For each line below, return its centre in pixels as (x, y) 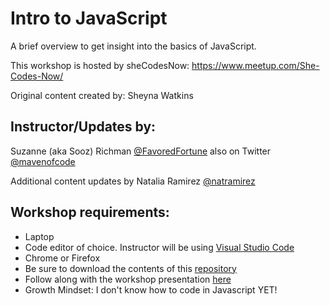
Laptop (39, 236)
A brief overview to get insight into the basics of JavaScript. (133, 46)
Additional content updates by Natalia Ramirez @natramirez (133, 181)
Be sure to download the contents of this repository (130, 268)
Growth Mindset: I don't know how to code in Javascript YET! (151, 289)
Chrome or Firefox (62, 258)
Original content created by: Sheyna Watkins (102, 95)
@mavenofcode (43, 161)
